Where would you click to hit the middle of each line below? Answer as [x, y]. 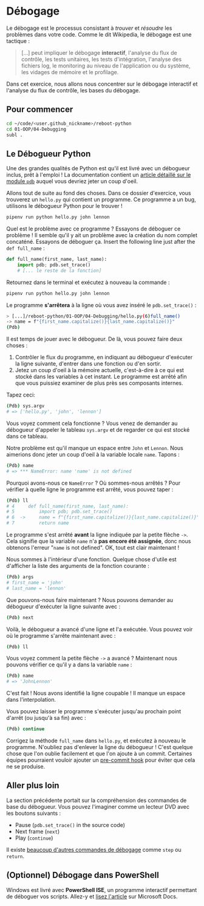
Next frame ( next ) [37, 831]
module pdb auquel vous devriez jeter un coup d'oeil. [72, 181]
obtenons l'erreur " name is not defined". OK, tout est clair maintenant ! [93, 548]
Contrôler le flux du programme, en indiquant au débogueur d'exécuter [104, 358]
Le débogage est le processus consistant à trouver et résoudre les [89, 28]
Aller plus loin [33, 786]
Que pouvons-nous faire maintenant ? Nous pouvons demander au [90, 600]
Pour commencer [40, 110]
